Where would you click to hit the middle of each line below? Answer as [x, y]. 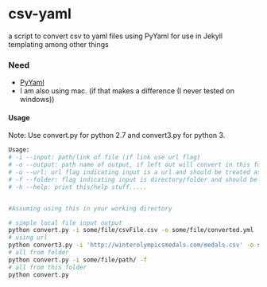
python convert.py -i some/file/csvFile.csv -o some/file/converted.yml [131, 230]
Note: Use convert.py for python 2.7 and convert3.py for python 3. [117, 136]
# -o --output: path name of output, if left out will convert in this [129, 165]
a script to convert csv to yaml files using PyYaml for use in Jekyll [116, 36]
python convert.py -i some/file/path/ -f [78, 260]
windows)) [37, 100]
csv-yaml [40, 14]
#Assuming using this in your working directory [90, 208]
